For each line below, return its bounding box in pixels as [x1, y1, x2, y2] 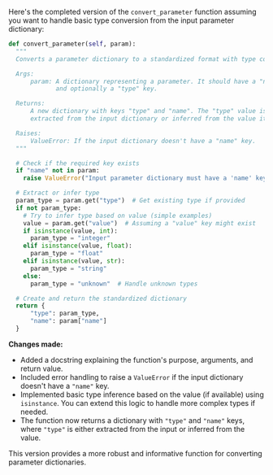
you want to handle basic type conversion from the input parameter [8, 15, 234, 25]
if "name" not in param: [15, 167, 100, 175]
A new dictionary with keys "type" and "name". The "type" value [29, 107, 256, 115]
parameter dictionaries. [8, 457, 87, 467]
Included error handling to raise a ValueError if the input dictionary [19, 372, 244, 381]
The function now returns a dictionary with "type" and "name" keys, [19, 415, 245, 425]
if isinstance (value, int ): [23, 227, 118, 235]
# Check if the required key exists [15, 159, 140, 168]
